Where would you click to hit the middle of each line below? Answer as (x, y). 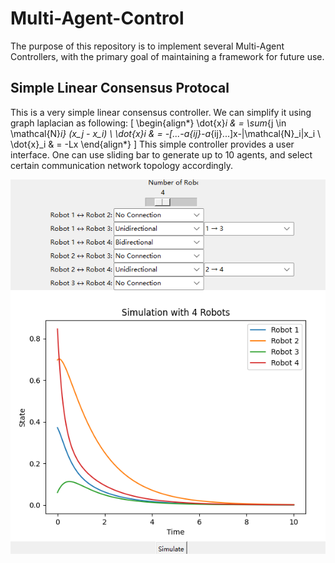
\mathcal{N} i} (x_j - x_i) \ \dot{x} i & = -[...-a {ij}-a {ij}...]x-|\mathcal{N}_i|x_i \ (166, 133)
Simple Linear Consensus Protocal (120, 88)
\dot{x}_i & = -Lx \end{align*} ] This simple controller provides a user (152, 144)
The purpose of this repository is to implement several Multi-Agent (147, 46)
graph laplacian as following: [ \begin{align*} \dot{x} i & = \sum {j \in (148, 123)
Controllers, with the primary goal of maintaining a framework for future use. (167, 56)
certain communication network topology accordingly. (121, 165)
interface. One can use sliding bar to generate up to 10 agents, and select (161, 154)
